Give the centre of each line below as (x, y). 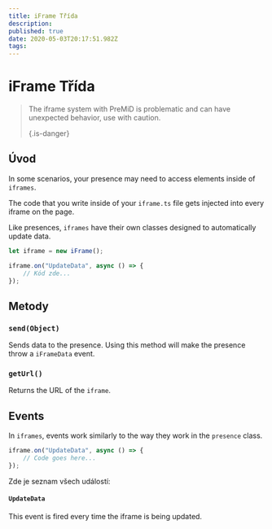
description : (31, 24)
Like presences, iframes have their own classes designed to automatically (132, 227)
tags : (18, 46)
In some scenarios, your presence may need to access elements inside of (132, 178)
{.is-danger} (49, 133)
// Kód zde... (47, 273)
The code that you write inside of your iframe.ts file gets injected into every (136, 203)
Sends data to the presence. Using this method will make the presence (127, 345)
